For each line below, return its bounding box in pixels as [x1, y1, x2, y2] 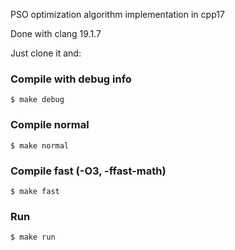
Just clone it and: [10, 47, 82, 59]
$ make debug [10, 95, 65, 105]
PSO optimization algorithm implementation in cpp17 [10, 9, 225, 20]
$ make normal [10, 140, 70, 151]
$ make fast [10, 186, 60, 196]
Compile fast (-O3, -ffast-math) [10, 164, 167, 178]
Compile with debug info [10, 72, 132, 86]
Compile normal [10, 118, 90, 132]
